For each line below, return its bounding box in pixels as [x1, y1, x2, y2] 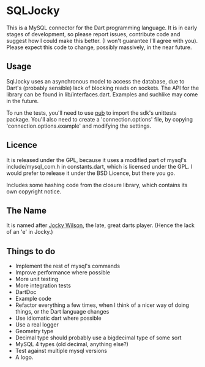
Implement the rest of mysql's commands [15, 262, 121, 270]
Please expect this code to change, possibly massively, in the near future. [6, 44, 192, 51]
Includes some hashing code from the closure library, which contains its [6, 181, 188, 188]
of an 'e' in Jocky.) [6, 228, 53, 236]
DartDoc [15, 288, 37, 296]
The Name [6, 205, 47, 215]
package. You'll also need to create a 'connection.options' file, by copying [6, 115, 193, 123]
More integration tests [15, 282, 72, 289]
